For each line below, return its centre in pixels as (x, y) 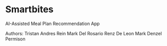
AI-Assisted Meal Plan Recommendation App (53, 24)
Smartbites (29, 9)
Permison (15, 39)
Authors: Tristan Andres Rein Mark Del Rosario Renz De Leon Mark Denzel (84, 33)
